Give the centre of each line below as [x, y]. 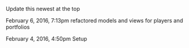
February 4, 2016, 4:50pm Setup [46, 39]
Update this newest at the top [43, 9]
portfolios [18, 27]
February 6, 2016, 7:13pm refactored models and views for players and [94, 20]
